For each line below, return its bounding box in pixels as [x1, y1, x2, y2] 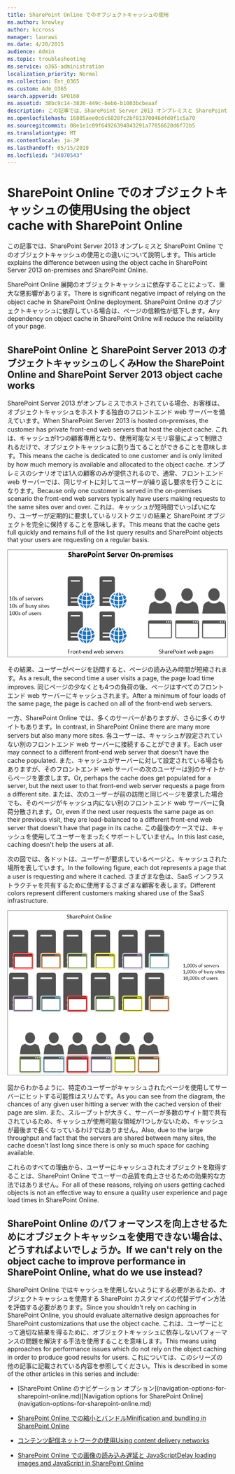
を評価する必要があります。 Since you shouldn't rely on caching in [7, 1303, 197, 1311]
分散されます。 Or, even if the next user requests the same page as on [13, 807, 214, 815]
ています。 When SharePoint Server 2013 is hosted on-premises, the [13, 417, 208, 425]
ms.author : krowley [7, 18, 64, 26]
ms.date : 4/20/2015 [7, 41, 64, 48]
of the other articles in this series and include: [7, 1370, 140, 1378]
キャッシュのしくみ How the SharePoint [52, 357, 225, 369]
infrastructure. [7, 896, 49, 904]
